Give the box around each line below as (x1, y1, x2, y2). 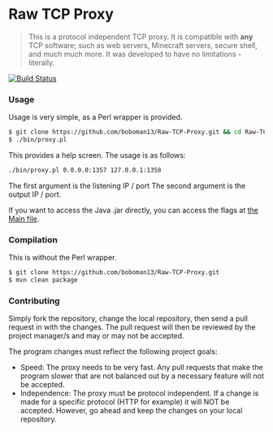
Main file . (8, 213, 40, 224)
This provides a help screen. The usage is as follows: (8, 150, 186, 159)
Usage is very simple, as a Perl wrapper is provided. (8, 112, 183, 122)
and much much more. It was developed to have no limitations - (28, 49, 242, 59)
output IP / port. (8, 189, 62, 199)
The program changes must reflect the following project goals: (8, 347, 218, 356)
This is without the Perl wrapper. (8, 253, 117, 263)
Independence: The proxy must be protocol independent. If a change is (19, 388, 259, 399)
